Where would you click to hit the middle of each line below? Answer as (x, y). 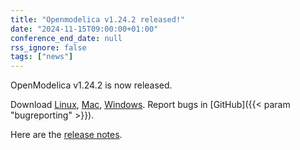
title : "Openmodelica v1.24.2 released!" (98, 19)
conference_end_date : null (66, 38)
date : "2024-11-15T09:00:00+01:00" (84, 29)
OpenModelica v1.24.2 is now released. (91, 85)
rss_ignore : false (48, 47)
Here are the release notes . (66, 135)
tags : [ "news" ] (42, 57)
